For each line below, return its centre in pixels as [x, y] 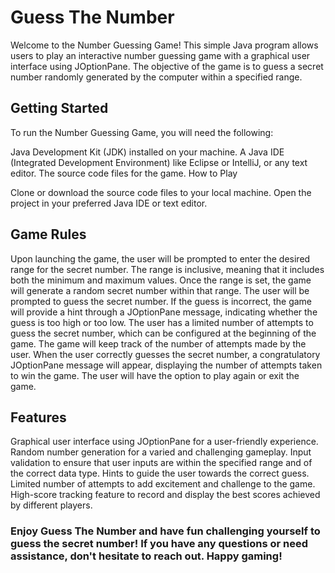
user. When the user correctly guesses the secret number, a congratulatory [165, 354]
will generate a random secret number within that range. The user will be [160, 290]
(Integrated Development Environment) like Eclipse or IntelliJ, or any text [159, 162]
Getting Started [59, 108]
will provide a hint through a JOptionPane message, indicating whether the [164, 312]
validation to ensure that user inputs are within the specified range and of [161, 463]
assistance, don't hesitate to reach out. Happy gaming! [146, 556]
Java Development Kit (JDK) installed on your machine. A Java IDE [147, 152]
